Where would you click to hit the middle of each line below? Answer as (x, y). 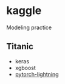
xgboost (26, 68)
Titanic (20, 47)
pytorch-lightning (37, 74)
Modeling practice (29, 27)
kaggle (24, 11)
